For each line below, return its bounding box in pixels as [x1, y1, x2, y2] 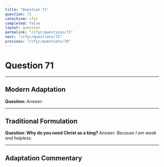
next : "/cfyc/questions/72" [5, 35, 62, 40]
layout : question [5, 25, 41, 30]
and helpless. [5, 135, 32, 141]
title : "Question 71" [5, 7, 49, 12]
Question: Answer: [5, 98, 43, 104]
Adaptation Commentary [5, 154, 82, 162]
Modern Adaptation [5, 85, 66, 94]
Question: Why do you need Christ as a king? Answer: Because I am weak [5, 130, 157, 136]
